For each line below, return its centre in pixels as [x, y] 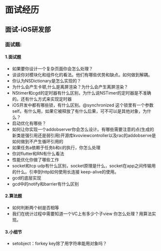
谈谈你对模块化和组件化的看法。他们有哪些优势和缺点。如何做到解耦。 [82, 75]
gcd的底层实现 [26, 178]
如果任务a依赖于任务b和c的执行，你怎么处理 [56, 147]
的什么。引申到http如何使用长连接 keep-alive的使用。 [65, 172]
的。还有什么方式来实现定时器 [42, 99]
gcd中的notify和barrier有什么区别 [45, 184]
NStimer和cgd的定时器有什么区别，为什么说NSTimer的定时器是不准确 [81, 93]
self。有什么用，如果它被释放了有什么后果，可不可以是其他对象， [77, 111]
